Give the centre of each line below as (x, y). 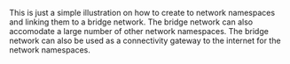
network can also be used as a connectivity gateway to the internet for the (145, 40)
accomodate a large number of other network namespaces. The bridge (139, 31)
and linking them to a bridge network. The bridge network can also (131, 22)
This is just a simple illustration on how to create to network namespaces (142, 13)
